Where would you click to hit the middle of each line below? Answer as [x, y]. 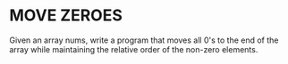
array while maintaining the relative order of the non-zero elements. [134, 49]
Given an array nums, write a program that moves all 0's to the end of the [144, 40]
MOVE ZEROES [66, 16]
